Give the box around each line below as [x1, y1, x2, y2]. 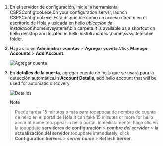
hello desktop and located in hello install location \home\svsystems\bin [9, 31, 154, 36]
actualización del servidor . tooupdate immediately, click [14, 130, 130, 136]
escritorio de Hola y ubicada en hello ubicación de [9, 20, 113, 26]
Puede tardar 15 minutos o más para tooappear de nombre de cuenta [14, 109, 156, 115]
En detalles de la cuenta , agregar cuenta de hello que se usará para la [9, 70, 154, 76]
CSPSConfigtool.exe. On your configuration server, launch [9, 9, 127, 15]
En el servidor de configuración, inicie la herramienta [9, 4, 118, 10]
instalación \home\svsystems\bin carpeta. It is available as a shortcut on [9, 25, 155, 31]
